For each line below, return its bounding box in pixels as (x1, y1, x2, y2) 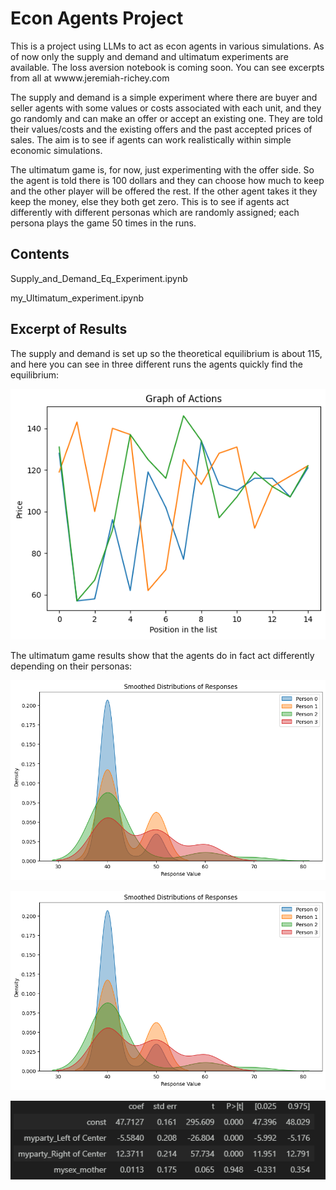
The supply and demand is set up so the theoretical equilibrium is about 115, (10, 347, 323, 359)
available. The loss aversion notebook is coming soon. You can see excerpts (10, 61, 325, 73)
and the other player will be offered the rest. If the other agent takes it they (10, 185, 318, 197)
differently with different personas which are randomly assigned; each (10, 206, 300, 218)
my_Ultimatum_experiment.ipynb (10, 292, 145, 304)
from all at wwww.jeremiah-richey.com (10, 72, 170, 84)
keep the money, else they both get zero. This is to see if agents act (10, 195, 290, 207)
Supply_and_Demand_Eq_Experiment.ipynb (10, 272, 188, 284)
